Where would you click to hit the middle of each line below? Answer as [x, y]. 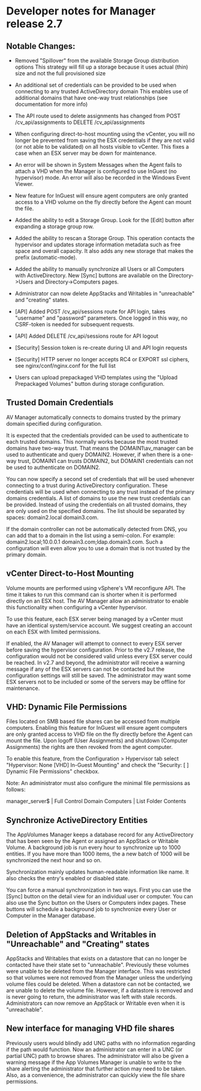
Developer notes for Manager [81, 11]
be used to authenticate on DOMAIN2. [53, 467]
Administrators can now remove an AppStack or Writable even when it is [96, 1003]
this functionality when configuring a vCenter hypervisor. [76, 607]
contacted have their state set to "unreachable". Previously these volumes [97, 965]
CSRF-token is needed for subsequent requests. [75, 324]
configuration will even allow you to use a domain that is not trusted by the [98, 548]
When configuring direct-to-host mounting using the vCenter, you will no [105, 134]
